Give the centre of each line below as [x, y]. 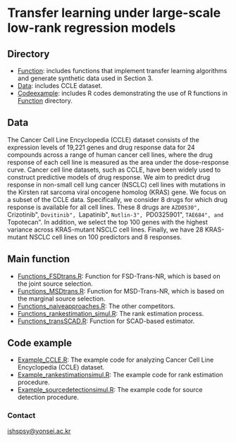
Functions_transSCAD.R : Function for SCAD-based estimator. [106, 321]
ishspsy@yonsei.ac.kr [39, 431]
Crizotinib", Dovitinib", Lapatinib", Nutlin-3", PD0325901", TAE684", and [116, 214]
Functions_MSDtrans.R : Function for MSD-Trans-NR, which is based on [120, 291]
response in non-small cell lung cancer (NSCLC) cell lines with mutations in [116, 184]
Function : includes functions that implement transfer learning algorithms [122, 71]
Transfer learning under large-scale [114, 13]
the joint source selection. [55, 284]
